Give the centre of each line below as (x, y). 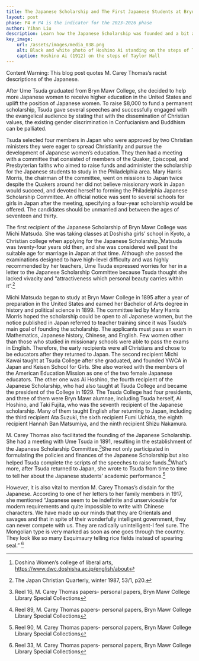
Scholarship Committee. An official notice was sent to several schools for (95, 197)
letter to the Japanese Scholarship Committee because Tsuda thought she (97, 272)
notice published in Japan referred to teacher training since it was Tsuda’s (96, 322)
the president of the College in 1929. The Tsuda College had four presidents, (99, 392)
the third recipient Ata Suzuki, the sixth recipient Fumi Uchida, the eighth (94, 417)
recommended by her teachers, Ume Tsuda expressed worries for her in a (97, 266)
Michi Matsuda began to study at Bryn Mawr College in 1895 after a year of (98, 297)
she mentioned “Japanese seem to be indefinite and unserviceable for (92, 500)
